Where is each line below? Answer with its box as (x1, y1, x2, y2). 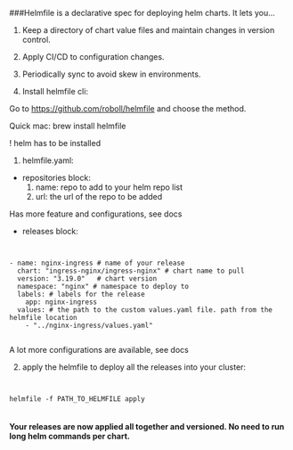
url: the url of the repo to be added (35, 192, 163, 201)
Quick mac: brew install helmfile (9, 120, 126, 131)
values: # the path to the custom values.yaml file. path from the (17, 306, 273, 315)
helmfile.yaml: (21, 155, 74, 166)
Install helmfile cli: (21, 86, 89, 96)
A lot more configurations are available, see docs (9, 345, 189, 355)
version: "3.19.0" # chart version (17, 274, 158, 283)
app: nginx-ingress (25, 298, 98, 307)
